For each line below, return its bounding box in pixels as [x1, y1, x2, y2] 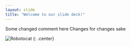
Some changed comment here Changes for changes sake [5, 25, 126, 31]
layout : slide [5, 7, 36, 12]
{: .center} [32, 35, 54, 41]
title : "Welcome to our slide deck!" [5, 12, 85, 17]
